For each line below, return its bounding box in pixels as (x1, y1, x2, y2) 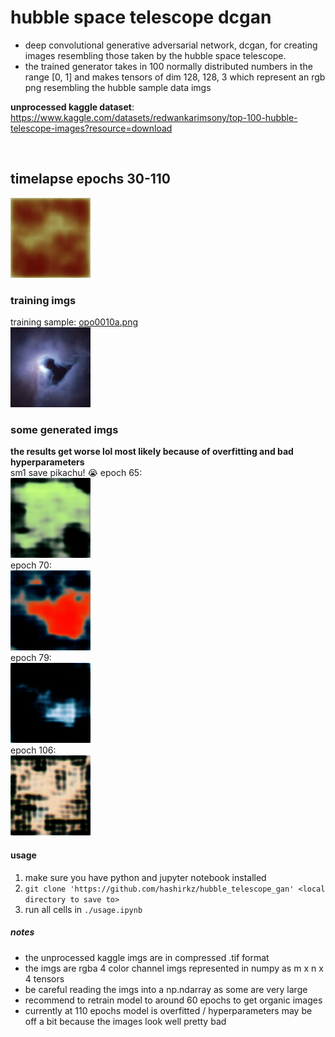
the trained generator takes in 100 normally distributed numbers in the (24, 60, 313, 72)
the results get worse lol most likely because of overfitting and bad (10, 446, 294, 458)
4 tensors (24, 972, 65, 985)
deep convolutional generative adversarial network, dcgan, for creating (24, 39, 318, 51)
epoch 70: (10, 559, 52, 571)
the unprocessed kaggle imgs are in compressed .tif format (24, 951, 270, 963)
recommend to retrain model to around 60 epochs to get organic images (24, 994, 323, 1006)
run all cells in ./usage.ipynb (24, 903, 143, 915)
